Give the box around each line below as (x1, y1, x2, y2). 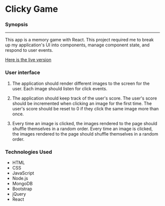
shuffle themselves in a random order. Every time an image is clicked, (12, 126, 153, 132)
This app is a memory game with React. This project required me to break (5, 37, 154, 43)
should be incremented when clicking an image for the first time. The (12, 100, 152, 106)
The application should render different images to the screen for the (12, 80, 150, 86)
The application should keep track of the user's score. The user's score (12, 95, 157, 101)
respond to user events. (5, 47, 53, 53)
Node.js (12, 175, 28, 181)
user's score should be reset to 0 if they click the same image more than (12, 105, 159, 111)
